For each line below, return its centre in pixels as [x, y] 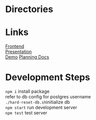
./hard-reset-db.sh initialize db [38, 102]
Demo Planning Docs [27, 57]
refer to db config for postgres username [48, 97]
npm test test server [26, 113]
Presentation [19, 52]
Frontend [15, 46]
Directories [29, 9]
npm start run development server [41, 107]
